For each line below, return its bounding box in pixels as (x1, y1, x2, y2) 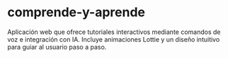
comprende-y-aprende (7, 4, 146, 21)
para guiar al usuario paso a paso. (7, 42, 107, 51)
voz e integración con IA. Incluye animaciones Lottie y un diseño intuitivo (7, 35, 220, 43)
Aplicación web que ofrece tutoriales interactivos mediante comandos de (7, 28, 221, 36)
